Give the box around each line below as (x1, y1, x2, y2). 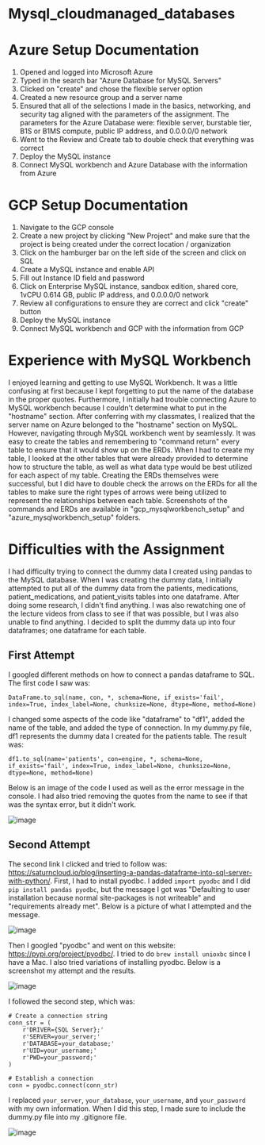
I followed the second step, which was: (8, 997, 135, 1006)
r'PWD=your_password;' (22, 1053, 97, 1062)
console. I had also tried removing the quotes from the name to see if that (8, 791, 248, 801)
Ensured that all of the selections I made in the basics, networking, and (19, 101, 251, 111)
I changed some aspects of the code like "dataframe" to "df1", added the (8, 714, 245, 724)
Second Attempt (8, 838, 91, 851)
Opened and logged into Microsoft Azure (19, 67, 153, 77)
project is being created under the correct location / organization (19, 240, 231, 249)
